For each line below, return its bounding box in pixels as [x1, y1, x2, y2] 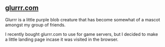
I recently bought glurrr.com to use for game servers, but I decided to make [5, 31, 159, 37]
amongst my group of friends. [5, 22, 66, 28]
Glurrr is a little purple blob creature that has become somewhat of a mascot [5, 16, 160, 22]
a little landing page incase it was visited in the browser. [5, 36, 119, 42]
